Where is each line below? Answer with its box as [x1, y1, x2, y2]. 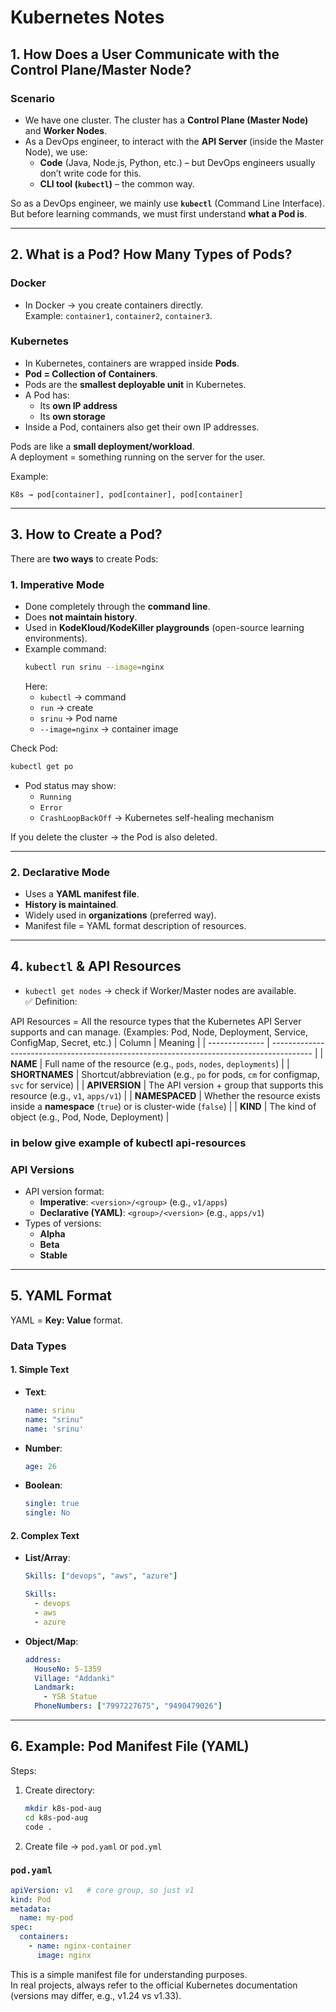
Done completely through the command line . [24, 600, 211, 612]
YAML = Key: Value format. [10, 1314, 123, 1326]
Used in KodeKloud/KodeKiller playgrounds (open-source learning [24, 621, 305, 633]
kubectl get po [10, 761, 74, 771]
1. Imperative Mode [10, 577, 105, 591]
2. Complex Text [10, 1529, 80, 1541]
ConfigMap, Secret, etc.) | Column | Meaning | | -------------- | [10, 1036, 270, 1048]
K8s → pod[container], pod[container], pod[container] [10, 489, 244, 500]
